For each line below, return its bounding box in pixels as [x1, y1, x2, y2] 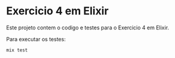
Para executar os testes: [6, 35, 66, 42]
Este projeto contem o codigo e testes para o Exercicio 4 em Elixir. [6, 24, 169, 31]
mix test [6, 47, 28, 53]
